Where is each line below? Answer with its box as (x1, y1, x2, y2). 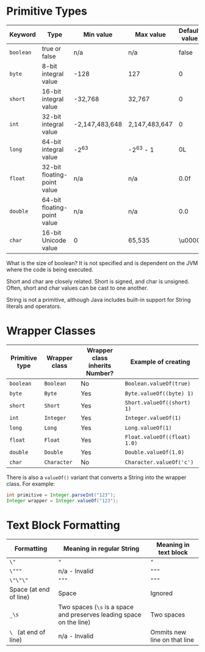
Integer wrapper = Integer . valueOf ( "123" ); (6, 497, 119, 504)
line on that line (150, 636, 194, 644)
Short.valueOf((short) (124, 399, 191, 406)
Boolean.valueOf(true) (124, 380, 191, 387)
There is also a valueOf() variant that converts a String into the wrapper (6, 474, 187, 481)
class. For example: (6, 480, 56, 487)
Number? (86, 368, 114, 377)
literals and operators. (6, 302, 62, 310)
